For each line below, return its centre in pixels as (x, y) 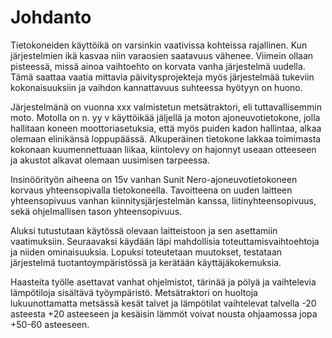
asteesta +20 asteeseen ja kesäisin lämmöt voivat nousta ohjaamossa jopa (164, 313)
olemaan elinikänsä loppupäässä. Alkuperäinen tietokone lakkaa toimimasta (166, 138)
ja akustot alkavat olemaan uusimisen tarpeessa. (110, 160)
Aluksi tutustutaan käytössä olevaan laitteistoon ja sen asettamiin (144, 230)
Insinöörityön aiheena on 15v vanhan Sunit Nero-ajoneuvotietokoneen (154, 179)
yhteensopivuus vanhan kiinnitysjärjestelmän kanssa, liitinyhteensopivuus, (163, 200)
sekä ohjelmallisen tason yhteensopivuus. (96, 211)
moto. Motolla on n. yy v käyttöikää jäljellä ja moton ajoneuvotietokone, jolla (165, 117)
